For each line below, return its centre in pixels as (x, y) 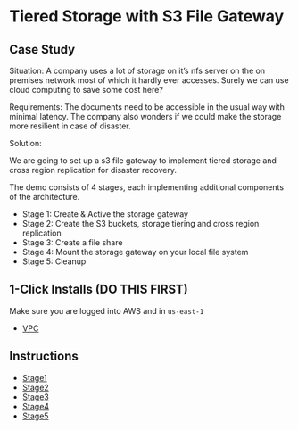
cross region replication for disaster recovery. (93, 170)
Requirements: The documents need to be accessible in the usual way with (147, 107)
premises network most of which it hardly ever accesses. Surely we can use (149, 80)
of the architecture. (45, 197)
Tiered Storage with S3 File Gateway (147, 17)
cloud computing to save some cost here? (86, 90)
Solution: (25, 143)
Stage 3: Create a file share (72, 242)
